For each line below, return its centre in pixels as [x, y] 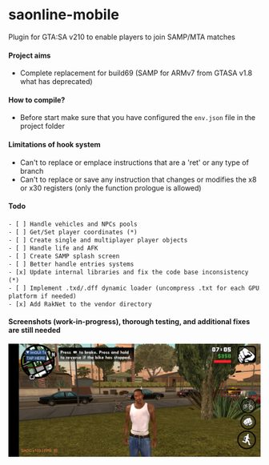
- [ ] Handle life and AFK [53, 248]
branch [32, 170]
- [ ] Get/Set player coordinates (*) [73, 232]
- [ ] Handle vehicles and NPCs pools [73, 224]
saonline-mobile [64, 15]
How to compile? [37, 100]
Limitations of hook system [54, 144]
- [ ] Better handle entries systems [71, 264]
